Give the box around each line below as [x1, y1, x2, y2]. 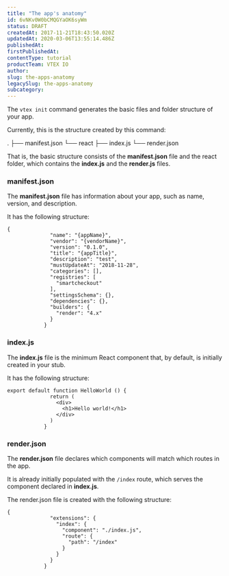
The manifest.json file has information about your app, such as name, [7, 192, 205, 201]
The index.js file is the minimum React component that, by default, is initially [7, 353, 222, 362]
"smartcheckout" [55, 280, 103, 287]
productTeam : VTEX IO [7, 61, 69, 68]
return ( [50, 393, 75, 400]
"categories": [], [50, 268, 103, 275]
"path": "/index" [68, 539, 118, 546]
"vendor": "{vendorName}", [50, 238, 127, 245]
